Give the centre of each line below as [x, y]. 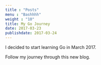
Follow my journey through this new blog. [48, 57]
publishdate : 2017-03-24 [31, 33]
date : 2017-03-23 [23, 28]
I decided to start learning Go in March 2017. [51, 47]
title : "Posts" [22, 10]
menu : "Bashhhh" [23, 14]
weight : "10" [20, 19]
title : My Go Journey [28, 24]
